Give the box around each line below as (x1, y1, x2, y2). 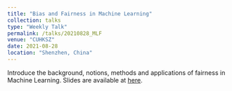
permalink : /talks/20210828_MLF (7, 29, 102, 37)
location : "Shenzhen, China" (7, 50, 93, 57)
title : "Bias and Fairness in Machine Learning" (7, 10, 153, 17)
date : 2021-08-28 (7, 43, 58, 50)
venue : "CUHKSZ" (7, 36, 55, 43)
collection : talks (7, 17, 61, 24)
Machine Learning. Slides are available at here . (7, 76, 143, 84)
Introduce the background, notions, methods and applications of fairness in (7, 68, 226, 77)
